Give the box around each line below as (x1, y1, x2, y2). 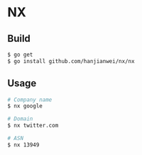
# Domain (7, 115, 33, 122)
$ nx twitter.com (7, 122, 59, 130)
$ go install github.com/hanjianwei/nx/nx (7, 57, 135, 64)
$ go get (7, 51, 33, 58)
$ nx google (7, 103, 43, 110)
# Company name (7, 96, 53, 103)
